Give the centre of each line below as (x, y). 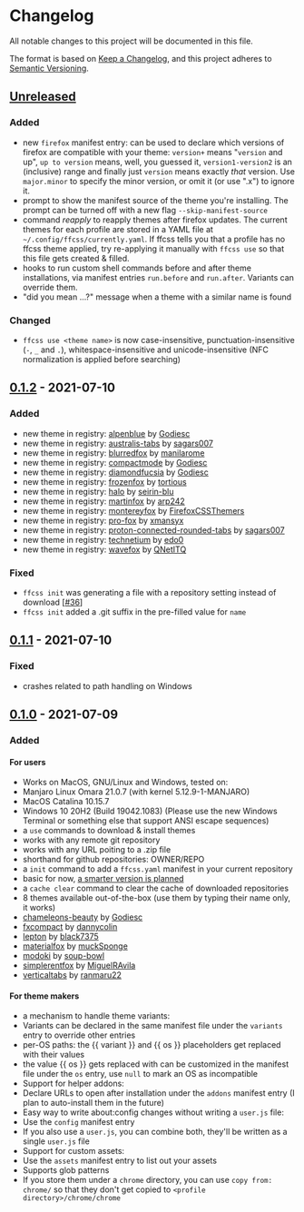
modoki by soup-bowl (64, 956)
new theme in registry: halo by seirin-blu (98, 491)
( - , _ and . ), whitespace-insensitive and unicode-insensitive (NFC (146, 350)
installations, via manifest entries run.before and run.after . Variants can (158, 277)
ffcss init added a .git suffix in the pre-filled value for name (134, 611)
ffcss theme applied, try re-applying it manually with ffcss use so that (153, 248)
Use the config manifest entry (78, 1122)
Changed (30, 320)
